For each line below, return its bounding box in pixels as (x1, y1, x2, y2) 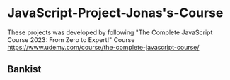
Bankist (7, 63, 42, 75)
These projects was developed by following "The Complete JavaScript (7, 28, 213, 36)
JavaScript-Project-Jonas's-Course (7, 5, 224, 21)
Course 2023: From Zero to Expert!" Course (7, 35, 135, 44)
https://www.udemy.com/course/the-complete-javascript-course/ (7, 43, 200, 51)
